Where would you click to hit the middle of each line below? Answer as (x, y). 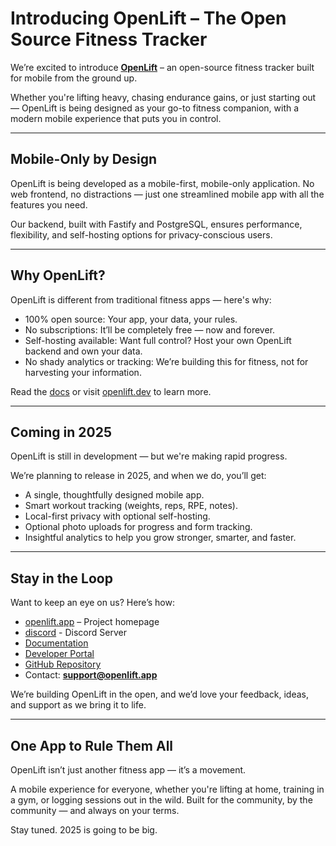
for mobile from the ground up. (74, 78)
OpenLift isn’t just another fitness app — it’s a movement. (128, 770)
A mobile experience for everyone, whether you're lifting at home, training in (167, 789)
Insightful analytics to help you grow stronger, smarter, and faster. (160, 538)
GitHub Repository (63, 664)
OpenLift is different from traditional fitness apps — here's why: (141, 299)
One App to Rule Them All (92, 745)
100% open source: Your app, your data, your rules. (131, 319)
